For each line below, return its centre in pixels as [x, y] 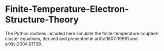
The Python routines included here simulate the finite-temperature [72, 33]
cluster [12, 39]
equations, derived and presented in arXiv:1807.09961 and [79, 39]
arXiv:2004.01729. [24, 44]
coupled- [149, 33]
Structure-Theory [42, 20]
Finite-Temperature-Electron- [67, 9]
